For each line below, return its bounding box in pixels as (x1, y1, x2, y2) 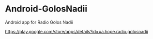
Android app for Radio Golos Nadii (5, 19, 73, 25)
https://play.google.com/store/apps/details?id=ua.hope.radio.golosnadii (5, 28, 149, 34)
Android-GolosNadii (5, 3, 88, 14)
